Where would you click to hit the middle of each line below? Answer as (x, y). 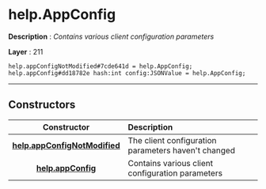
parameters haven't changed (182, 150)
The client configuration (172, 140)
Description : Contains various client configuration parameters (111, 36)
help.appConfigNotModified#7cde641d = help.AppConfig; (101, 66)
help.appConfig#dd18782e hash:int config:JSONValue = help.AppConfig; (127, 73)
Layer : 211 (26, 51)
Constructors (42, 105)
